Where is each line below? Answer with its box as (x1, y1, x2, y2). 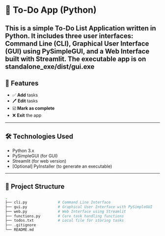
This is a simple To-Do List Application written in (5, 24, 156, 32)
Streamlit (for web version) (12, 158, 67, 164)
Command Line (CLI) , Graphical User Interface (5, 39, 149, 48)
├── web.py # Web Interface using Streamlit (5, 209, 126, 214)
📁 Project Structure (5, 182, 65, 191)
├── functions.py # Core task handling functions (5, 213, 124, 218)
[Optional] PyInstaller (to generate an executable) (12, 163, 112, 169)
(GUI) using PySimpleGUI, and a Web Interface (5, 47, 150, 56)
